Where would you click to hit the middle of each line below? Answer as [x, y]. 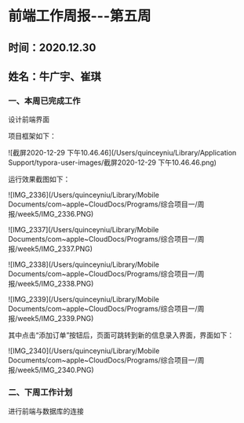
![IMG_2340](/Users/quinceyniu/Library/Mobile [84, 351]
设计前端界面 [29, 119]
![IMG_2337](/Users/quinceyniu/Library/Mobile [84, 230]
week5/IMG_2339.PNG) [56, 319]
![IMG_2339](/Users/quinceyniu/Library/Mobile [84, 300]
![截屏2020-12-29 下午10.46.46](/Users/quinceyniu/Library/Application [122, 153]
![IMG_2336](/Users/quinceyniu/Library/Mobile [84, 195]
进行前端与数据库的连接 [46, 411]
